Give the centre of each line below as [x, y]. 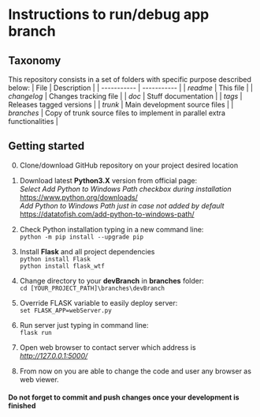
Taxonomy [35, 60]
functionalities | [33, 121]
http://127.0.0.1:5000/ [54, 355]
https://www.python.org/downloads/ [78, 197]
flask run [36, 332]
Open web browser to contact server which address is [108, 347]
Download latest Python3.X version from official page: [108, 180]
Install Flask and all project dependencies [87, 251]
